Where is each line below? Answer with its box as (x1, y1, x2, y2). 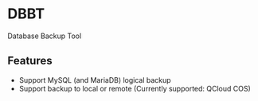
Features (7, 54, 53, 68)
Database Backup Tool (7, 31, 82, 41)
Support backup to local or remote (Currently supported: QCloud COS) (18, 84, 252, 93)
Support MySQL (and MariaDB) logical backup (18, 75, 172, 84)
